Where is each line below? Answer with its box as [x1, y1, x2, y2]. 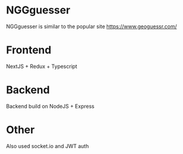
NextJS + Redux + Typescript [6, 63, 77, 70]
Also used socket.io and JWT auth [6, 142, 89, 149]
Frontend [6, 43, 52, 57]
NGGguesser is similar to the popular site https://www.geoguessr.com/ [6, 23, 177, 30]
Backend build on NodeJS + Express [6, 102, 95, 109]
